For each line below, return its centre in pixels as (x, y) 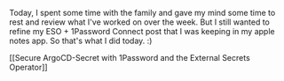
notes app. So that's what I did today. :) (81, 40)
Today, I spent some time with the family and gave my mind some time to (142, 13)
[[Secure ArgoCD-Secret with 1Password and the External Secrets (130, 58)
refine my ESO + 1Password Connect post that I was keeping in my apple (142, 31)
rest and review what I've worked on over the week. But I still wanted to (140, 22)
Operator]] (28, 67)
